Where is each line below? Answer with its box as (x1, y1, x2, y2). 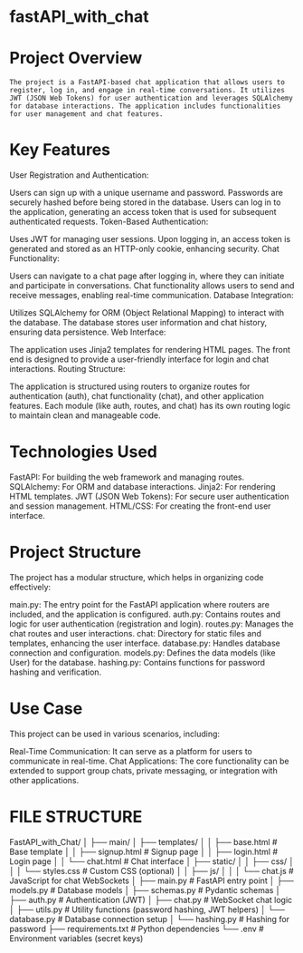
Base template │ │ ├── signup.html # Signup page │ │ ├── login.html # (9, 846, 279, 857)
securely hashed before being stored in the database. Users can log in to (9, 197, 281, 208)
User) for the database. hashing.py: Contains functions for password (9, 656, 265, 667)
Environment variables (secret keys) (9, 932, 144, 944)
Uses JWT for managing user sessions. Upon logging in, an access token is (9, 234, 291, 245)
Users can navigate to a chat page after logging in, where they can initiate (9, 270, 285, 282)
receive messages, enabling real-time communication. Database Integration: (9, 290, 294, 301)
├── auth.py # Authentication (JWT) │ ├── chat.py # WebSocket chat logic (9, 894, 293, 905)
